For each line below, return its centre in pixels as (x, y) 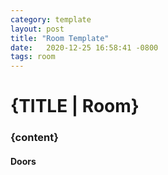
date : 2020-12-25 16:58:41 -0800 (84, 47)
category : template (51, 19)
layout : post (37, 29)
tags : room (33, 57)
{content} (34, 138)
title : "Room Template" (60, 38)
